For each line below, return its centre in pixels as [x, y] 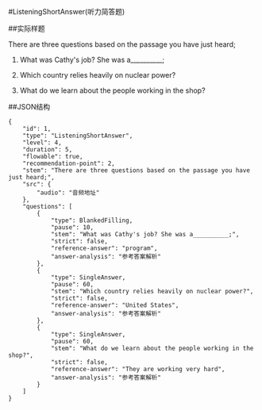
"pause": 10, [72, 228]
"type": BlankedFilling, [92, 220]
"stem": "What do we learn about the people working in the [152, 348]
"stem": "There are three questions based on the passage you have [136, 171]
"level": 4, [42, 143]
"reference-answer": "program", [104, 248]
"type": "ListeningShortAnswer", [78, 136]
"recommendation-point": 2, [69, 163]
